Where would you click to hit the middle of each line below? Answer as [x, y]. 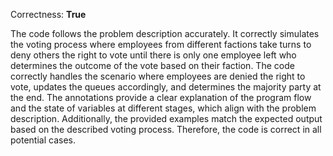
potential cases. [43, 140]
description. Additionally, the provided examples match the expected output [166, 118]
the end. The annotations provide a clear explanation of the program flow [161, 97]
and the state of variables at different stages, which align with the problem [163, 108]
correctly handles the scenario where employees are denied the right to [158, 76]
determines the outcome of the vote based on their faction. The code [152, 65]
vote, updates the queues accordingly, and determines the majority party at [166, 87]
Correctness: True [48, 14]
